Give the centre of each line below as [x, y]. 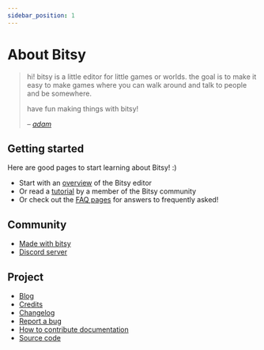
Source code [40, 338]
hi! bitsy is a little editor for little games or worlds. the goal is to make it [141, 77]
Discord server [43, 252]
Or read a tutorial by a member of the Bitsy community [107, 191]
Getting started [46, 148]
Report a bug [40, 321]
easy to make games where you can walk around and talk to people [137, 85]
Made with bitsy [45, 244]
